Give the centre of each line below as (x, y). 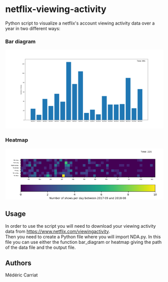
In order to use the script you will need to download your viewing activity (80, 226)
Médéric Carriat (22, 275)
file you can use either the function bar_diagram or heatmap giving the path (83, 242)
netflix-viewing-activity (56, 9)
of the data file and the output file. (40, 247)
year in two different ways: (33, 28)
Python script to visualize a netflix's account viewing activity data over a (80, 23)
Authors (18, 263)
